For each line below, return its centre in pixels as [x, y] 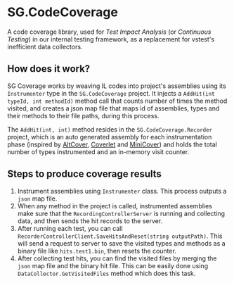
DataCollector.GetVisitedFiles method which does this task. [106, 273]
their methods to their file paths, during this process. [83, 115]
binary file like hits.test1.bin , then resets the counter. [97, 251]
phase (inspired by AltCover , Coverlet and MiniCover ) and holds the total [112, 144]
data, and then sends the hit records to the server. [90, 221]
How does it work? [49, 69]
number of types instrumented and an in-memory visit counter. [98, 151]
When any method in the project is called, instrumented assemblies [115, 206]
